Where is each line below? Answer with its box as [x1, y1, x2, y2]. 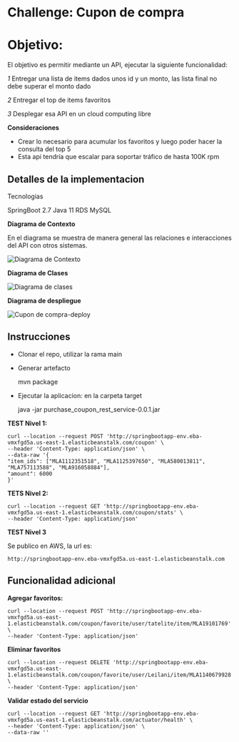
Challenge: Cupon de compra [7, 4, 185, 21]
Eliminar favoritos [7, 645, 61, 654]
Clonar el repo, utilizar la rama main [17, 350, 123, 358]
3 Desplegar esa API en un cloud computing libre [7, 110, 151, 118]
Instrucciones [7, 331, 71, 343]
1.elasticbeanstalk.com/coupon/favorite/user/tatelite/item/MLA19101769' [7, 620, 232, 627]
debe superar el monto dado [7, 82, 91, 91]
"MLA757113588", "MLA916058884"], [7, 464, 111, 471]
